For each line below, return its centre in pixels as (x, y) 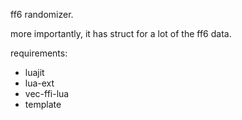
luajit (34, 72)
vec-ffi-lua (47, 93)
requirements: (39, 53)
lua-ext (39, 83)
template (43, 104)
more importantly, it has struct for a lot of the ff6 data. (121, 33)
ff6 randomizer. (42, 14)
